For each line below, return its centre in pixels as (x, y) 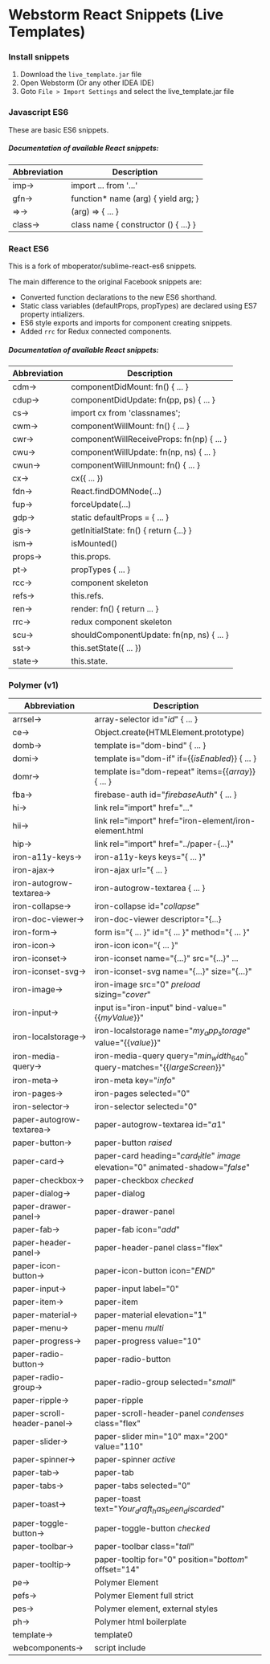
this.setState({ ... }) (106, 648)
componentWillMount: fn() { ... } (131, 426)
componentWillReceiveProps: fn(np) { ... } (149, 440)
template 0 (114, 1635)
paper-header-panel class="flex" (159, 1247)
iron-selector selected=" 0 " (146, 1106)
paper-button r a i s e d (133, 1143)
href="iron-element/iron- (207, 821)
